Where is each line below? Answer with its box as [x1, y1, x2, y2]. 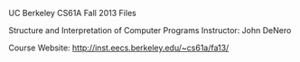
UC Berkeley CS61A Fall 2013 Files [8, 8, 136, 18]
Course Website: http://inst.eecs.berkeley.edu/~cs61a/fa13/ [8, 42, 230, 53]
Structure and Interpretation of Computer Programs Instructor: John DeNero [8, 25, 292, 35]
